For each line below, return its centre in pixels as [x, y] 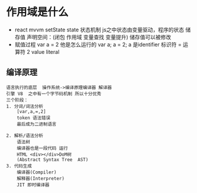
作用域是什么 [38, 12]
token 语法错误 [34, 118]
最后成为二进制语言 [37, 124]
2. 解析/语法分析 [25, 136]
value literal [46, 52]
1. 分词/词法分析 [25, 106]
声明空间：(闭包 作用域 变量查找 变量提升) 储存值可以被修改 [99, 37]
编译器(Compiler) [37, 172]
